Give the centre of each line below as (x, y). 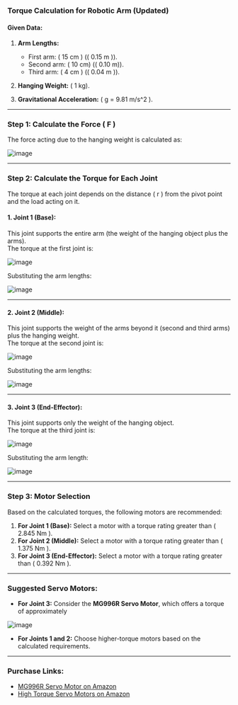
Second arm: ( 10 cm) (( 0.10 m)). (76, 64)
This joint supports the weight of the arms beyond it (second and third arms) (119, 328)
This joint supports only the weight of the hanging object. (91, 423)
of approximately (42, 611)
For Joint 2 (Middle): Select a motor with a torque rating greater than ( (120, 541)
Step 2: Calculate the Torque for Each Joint (83, 178)
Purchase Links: (36, 671)
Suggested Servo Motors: (52, 588)
